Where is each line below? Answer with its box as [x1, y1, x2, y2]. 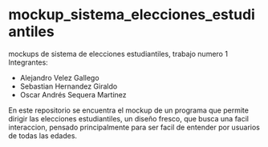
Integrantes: [8, 58, 48, 67]
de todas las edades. [8, 130, 78, 141]
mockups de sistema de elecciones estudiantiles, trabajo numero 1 [8, 49, 229, 58]
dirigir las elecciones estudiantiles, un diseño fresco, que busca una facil [8, 113, 249, 123]
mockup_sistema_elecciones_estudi [8, 6, 255, 24]
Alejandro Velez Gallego [19, 73, 99, 82]
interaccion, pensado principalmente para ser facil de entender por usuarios [8, 122, 261, 132]
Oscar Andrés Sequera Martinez [19, 89, 127, 99]
